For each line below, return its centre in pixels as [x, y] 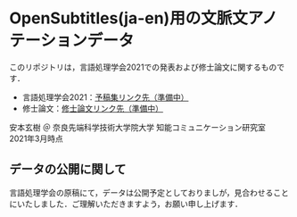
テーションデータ [72, 41]
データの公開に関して [68, 169]
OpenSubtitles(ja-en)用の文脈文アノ [144, 18]
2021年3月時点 [37, 138]
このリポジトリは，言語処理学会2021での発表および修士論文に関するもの [143, 67]
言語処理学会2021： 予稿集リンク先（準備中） [105, 97]
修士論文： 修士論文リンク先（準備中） [92, 108]
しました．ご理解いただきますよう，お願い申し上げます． [138, 204]
